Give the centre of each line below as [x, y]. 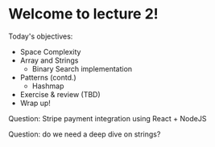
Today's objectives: [41, 36]
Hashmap [48, 86]
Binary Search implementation [82, 68]
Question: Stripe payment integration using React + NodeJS [107, 118]
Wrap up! [35, 103]
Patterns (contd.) [48, 77]
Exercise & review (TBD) [60, 94]
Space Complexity [50, 51]
